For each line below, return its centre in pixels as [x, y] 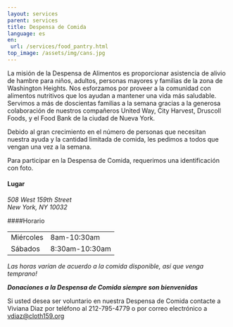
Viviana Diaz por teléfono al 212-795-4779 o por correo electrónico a [107, 309]
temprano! [22, 274]
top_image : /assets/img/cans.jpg [56, 54]
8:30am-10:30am [81, 249]
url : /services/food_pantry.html [59, 47]
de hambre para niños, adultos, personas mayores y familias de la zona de [115, 80]
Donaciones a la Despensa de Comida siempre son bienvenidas [103, 288]
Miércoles [27, 237]
